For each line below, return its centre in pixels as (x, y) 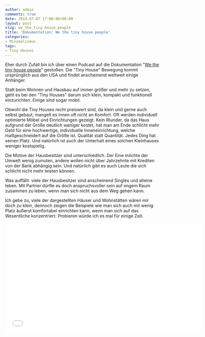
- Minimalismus (21, 42)
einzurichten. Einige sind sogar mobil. (43, 100)
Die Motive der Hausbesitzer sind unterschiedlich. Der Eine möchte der (77, 155)
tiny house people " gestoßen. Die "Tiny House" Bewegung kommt (72, 69)
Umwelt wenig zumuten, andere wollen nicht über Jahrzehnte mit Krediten (80, 160)
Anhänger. (15, 80)
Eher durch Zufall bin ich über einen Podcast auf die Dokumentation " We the (82, 65)
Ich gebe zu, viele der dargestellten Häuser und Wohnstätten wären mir (77, 200)
